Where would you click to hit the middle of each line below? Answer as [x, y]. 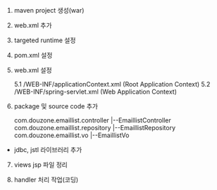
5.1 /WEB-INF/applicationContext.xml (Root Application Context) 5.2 [112, 84]
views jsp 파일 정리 [41, 165]
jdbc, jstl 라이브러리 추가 [48, 150]
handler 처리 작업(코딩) [46, 179]
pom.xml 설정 [33, 55]
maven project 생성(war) [49, 10]
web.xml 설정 [33, 70]
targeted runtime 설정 [45, 40]
